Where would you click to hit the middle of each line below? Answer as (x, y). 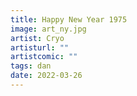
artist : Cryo (37, 38)
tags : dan (31, 66)
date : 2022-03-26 (46, 76)
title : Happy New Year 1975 (69, 19)
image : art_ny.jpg (48, 29)
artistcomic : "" (44, 57)
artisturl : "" (40, 47)
